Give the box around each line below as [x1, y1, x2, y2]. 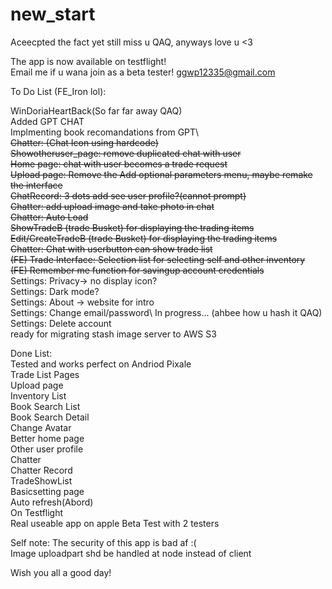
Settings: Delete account [10, 317, 112, 329]
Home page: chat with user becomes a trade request [10, 158, 228, 170]
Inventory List [10, 389, 67, 402]
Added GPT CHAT [10, 115, 85, 127]
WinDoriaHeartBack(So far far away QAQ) [10, 104, 183, 117]
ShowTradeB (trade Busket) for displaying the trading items [10, 221, 255, 233]
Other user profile [10, 443, 84, 455]
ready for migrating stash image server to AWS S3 [10, 328, 217, 340]
